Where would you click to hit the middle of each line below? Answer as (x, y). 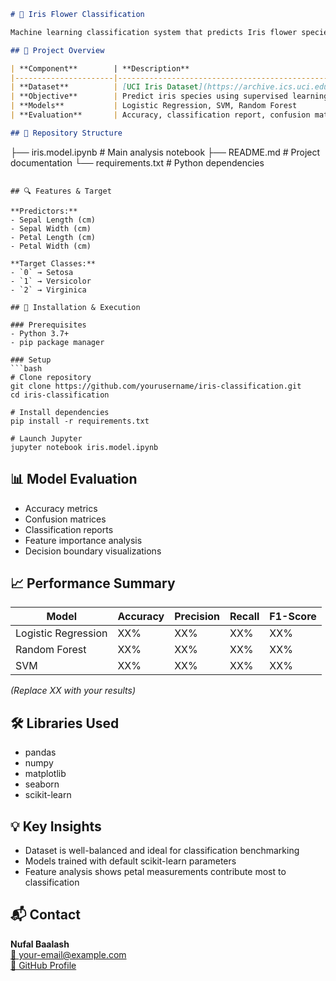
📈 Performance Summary (93, 583)
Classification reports (69, 529)
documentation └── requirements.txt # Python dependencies (137, 162)
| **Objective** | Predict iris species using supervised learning (169, 96)
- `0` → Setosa (42, 272)
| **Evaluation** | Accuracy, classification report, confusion (160, 115)
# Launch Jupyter (46, 438)
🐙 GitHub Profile (43, 965)
